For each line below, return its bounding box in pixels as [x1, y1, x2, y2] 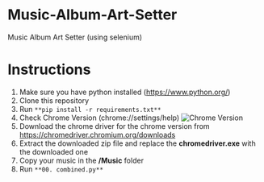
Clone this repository [19, 95, 90, 105]
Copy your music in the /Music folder [19, 155, 145, 165]
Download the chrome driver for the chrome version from [19, 121, 211, 130]
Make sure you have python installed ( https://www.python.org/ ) [19, 87, 231, 97]
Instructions [7, 60, 91, 79]
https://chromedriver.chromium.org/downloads [19, 130, 176, 139]
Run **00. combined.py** [19, 163, 104, 174]
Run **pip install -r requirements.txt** [19, 104, 161, 114]
